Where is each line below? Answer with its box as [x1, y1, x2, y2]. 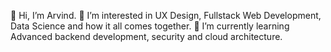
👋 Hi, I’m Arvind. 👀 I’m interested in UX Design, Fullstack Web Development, [10, 10, 322, 21]
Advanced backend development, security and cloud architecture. [10, 31, 283, 42]
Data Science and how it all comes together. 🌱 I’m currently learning [10, 20, 290, 32]
